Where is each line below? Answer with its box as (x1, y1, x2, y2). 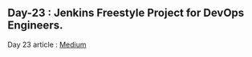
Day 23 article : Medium (7, 40, 87, 49)
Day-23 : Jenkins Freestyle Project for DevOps (7, 6, 245, 20)
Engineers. (7, 19, 63, 32)
